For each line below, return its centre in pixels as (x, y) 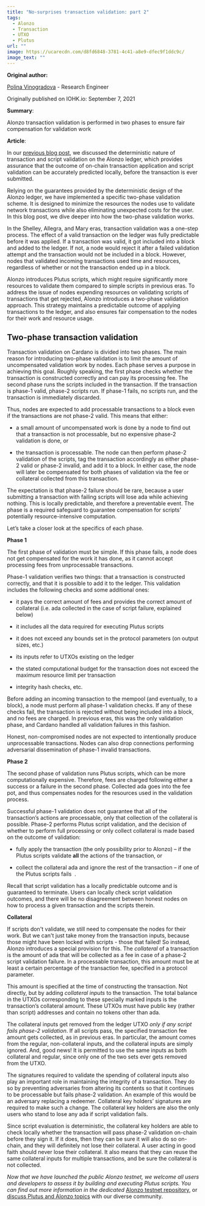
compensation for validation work (49, 128)
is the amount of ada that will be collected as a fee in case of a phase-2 (97, 955)
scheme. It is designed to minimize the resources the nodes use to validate (101, 203)
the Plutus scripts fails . (46, 874)
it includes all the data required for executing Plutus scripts (90, 627)
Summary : (20, 110)
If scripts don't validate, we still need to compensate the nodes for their (97, 929)
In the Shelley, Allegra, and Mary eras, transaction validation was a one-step (103, 228)
